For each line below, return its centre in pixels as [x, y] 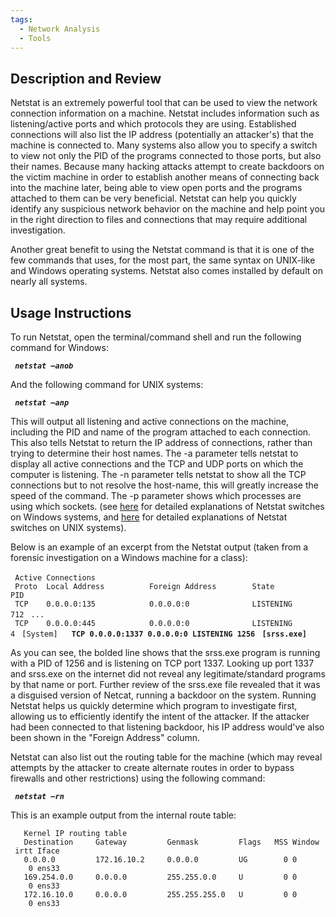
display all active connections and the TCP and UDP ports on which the [157, 464]
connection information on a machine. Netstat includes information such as [165, 113]
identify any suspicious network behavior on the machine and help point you [168, 209]
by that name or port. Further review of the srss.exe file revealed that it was [165, 684]
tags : [21, 19]
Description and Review [86, 78]
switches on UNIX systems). [68, 527]
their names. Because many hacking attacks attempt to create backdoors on [167, 167]
